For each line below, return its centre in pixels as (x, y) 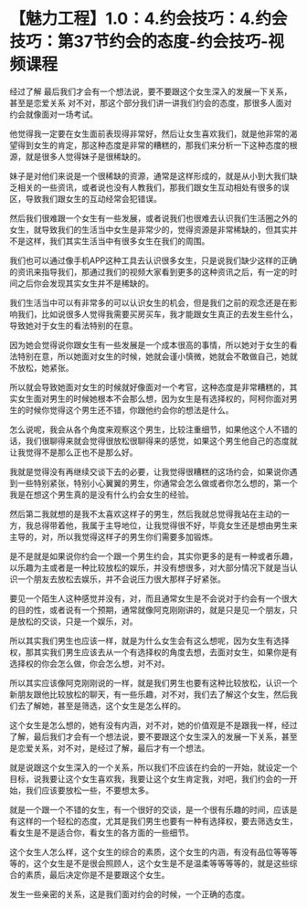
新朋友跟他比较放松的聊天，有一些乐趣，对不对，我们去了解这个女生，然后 (149, 694)
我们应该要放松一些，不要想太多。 (89, 790)
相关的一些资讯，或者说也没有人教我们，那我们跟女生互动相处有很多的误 (153, 187)
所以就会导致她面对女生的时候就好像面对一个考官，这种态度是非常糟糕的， (149, 387)
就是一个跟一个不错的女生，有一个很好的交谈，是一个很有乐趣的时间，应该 (149, 809)
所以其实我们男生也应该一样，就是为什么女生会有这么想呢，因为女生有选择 (149, 640)
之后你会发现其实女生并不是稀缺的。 (85, 283)
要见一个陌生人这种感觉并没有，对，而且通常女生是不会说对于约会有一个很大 (153, 598)
